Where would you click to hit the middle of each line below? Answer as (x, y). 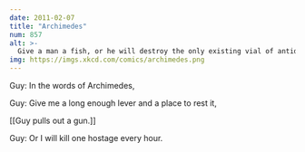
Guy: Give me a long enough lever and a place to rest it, (113, 103)
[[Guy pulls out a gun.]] (53, 120)
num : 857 (26, 34)
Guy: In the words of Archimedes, (72, 85)
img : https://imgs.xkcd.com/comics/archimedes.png (107, 60)
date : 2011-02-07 (42, 18)
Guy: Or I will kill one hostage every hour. (86, 138)
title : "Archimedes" (49, 26)
